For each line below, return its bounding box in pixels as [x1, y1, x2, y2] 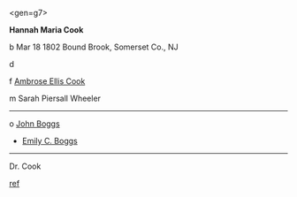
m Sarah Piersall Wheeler [9, 93, 102, 103]
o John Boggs [9, 118, 60, 129]
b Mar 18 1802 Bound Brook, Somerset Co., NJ [9, 42, 179, 52]
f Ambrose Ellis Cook [9, 76, 86, 87]
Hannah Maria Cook [9, 25, 84, 34]
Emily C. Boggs [21, 136, 78, 146]
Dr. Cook [9, 161, 42, 171]
